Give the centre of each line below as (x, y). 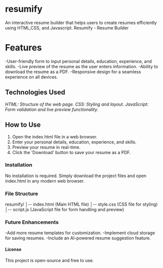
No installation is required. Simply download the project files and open (76, 176)
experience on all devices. (32, 77)
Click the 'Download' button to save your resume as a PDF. (71, 152)
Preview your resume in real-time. (46, 147)
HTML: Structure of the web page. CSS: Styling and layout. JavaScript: (77, 104)
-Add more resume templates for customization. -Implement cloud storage (80, 233)
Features (23, 48)
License (13, 249)
